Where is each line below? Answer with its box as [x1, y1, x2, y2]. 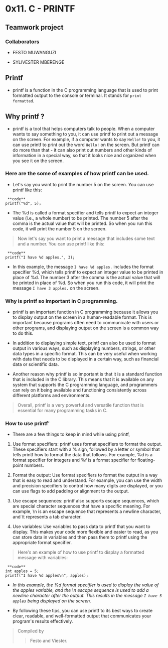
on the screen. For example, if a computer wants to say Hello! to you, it [12, 136, 160, 142]
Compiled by [17, 628, 44, 634]
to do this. [12, 330, 34, 336]
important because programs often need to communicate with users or [12, 320, 159, 326]
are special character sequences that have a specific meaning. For [12, 503, 150, 509]
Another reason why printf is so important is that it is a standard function [12, 371, 162, 377]
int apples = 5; [5, 569, 39, 574]
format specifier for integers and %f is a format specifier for [12, 457, 136, 463]
